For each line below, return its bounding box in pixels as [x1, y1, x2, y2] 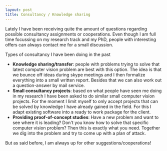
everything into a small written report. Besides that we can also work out [12, 77, 162, 83]
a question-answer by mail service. [12, 82, 85, 88]
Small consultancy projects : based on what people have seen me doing [12, 87, 162, 93]
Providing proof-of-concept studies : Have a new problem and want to [12, 114, 159, 120]
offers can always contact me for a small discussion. [5, 41, 113, 47]
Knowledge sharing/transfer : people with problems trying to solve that [12, 61, 160, 67]
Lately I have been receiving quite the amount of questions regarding [5, 25, 147, 31]
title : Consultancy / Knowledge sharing [5, 12, 91, 17]
